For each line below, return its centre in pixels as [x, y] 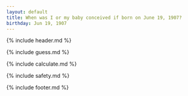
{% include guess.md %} [38, 52]
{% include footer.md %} [38, 87]
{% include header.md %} [39, 41]
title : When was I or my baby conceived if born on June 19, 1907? [94, 18]
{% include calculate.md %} [42, 64]
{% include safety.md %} [38, 76]
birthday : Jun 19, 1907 [37, 23]
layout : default [27, 12]
